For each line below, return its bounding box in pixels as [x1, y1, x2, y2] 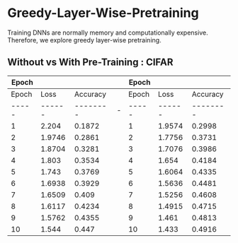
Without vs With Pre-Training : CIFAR [7, 57, 174, 69]
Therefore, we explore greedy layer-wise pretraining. [7, 35, 161, 44]
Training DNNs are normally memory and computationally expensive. [7, 28, 208, 37]
